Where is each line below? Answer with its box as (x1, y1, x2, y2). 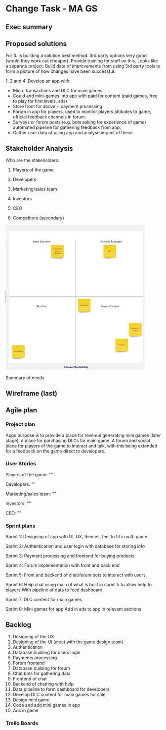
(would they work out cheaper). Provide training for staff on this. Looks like (5, 58, 158, 64)
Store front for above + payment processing (12, 104, 103, 110)
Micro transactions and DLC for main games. (12, 88, 104, 94)
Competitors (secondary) (12, 215, 65, 221)
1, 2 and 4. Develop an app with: (5, 78, 71, 84)
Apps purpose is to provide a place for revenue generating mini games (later (5, 432, 161, 438)
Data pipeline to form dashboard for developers (12, 686, 110, 692)
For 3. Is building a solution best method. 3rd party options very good (5, 53, 147, 58)
